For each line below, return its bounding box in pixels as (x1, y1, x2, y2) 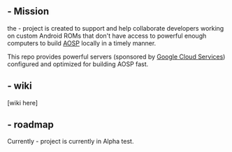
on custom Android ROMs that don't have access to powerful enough (7, 31, 207, 40)
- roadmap (7, 119, 54, 131)
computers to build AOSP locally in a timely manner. (7, 38, 157, 47)
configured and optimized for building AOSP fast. (7, 59, 149, 68)
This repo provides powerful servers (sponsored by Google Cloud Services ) (7, 52, 226, 61)
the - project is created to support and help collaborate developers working (7, 24, 224, 32)
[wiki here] (7, 98, 38, 107)
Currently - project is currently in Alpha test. (7, 137, 134, 146)
